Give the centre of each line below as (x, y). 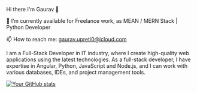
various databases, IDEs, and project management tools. (76, 72)
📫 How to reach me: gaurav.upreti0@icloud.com (66, 39)
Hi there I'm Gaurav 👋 (33, 9)
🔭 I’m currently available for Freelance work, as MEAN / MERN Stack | (92, 21)
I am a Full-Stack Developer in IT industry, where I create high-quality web (98, 53)
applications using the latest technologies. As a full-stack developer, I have (99, 59)
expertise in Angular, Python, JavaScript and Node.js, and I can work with (97, 66)
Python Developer (28, 27)
